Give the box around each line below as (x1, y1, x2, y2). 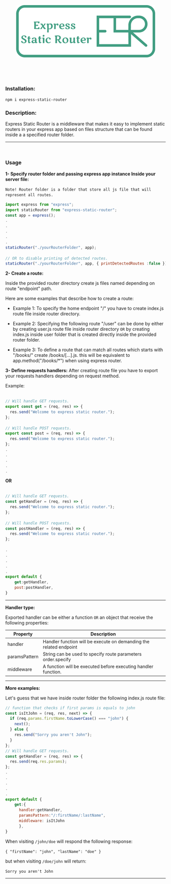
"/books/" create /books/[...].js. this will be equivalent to (12, 352, 130, 358)
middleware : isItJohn (18, 818, 65, 823)
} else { (10, 727, 28, 732)
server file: (5, 176, 29, 182)
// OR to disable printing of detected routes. (5, 255, 108, 261)
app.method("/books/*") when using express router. (12, 357, 122, 364)
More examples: (5, 685, 41, 691)
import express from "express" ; (5, 202, 74, 207)
